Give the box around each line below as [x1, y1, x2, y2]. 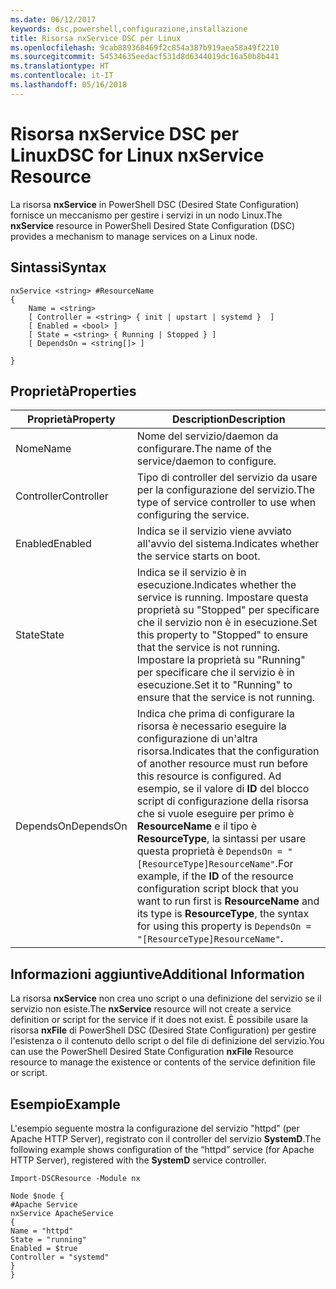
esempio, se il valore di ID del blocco [136, 782, 310, 796]
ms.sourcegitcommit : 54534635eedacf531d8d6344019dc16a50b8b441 [10, 52, 280, 62]
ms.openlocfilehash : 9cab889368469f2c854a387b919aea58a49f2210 [10, 42, 280, 53]
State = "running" [10, 1234, 87, 1245]
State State [15, 628, 65, 642]
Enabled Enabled [15, 537, 92, 551]
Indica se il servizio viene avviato [136, 524, 292, 538]
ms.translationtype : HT [10, 61, 110, 71]
